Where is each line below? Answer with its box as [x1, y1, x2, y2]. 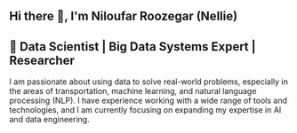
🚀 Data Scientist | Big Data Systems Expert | [9, 39, 256, 54]
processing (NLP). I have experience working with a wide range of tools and [9, 95, 287, 106]
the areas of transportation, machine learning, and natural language [9, 86, 257, 97]
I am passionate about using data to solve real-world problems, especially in [9, 76, 289, 87]
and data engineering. [9, 114, 91, 125]
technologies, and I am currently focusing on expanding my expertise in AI [9, 105, 282, 115]
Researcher [9, 52, 76, 67]
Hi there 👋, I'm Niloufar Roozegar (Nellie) [9, 9, 238, 24]
